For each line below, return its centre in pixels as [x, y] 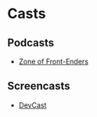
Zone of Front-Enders [54, 61]
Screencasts [39, 86]
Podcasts [31, 43]
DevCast [32, 105]
